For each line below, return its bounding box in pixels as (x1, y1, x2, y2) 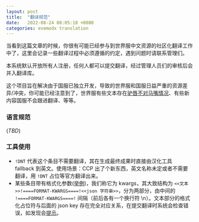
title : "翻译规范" (6, 14, 51, 20)
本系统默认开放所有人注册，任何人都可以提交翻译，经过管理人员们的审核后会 (6, 62, 193, 69)
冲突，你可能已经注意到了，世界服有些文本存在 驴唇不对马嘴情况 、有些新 (13, 89, 190, 96)
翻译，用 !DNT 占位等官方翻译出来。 (14, 172, 102, 179)
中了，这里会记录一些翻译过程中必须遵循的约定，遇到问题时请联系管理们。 (6, 50, 188, 57)
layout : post (6, 8, 38, 15)
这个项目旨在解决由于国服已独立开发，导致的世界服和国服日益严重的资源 (6, 82, 182, 89)
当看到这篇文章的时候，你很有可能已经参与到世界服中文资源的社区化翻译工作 (6, 42, 193, 49)
